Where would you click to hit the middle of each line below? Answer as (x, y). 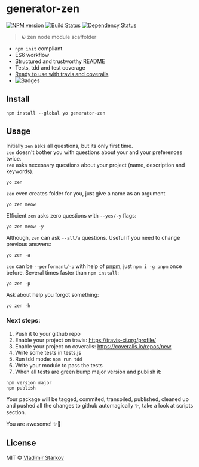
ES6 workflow (32, 55)
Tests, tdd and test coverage (50, 67)
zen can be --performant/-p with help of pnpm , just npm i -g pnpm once (94, 266)
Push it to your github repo (48, 333)
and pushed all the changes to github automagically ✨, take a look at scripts (100, 405)
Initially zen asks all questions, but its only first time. (70, 146)
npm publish (21, 388)
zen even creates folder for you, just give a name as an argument (86, 193)
